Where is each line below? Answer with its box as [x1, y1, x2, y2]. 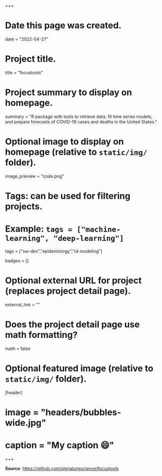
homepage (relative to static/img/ [5, 147, 148, 157]
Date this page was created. [5, 20, 122, 31]
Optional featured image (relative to [5, 362, 154, 374]
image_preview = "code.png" [5, 173, 64, 179]
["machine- [77, 225, 121, 234]
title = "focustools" [5, 69, 43, 75]
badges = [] [5, 258, 29, 264]
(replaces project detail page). [5, 286, 131, 297]
